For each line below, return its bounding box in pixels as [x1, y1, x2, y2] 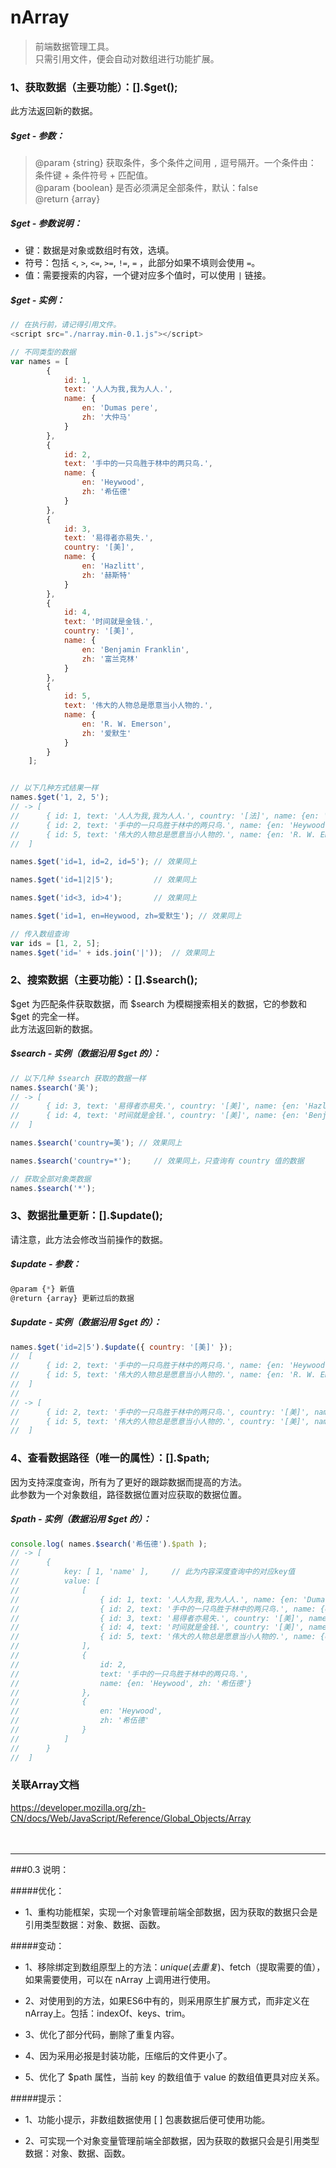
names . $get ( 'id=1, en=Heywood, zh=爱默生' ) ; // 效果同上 [10, 911, 242, 921]
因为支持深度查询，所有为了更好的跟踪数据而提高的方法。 [10, 1476, 247, 1488]
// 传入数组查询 [10, 929, 69, 939]
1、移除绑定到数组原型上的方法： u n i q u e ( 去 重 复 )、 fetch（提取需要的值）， [24, 1961, 326, 1973]
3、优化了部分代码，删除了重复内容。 [24, 2028, 180, 2040]
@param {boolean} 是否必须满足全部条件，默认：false [34, 182, 259, 194]
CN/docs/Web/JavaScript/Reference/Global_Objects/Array [10, 1812, 252, 1824]
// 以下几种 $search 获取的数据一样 [10, 1073, 147, 1083]
